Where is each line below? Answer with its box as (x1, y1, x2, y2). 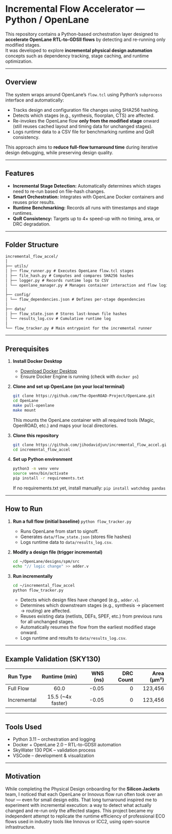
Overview (5, 78, 37, 87)
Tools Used (5, 722, 42, 731)
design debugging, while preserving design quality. (5, 149, 114, 155)
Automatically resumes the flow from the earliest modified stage (20, 624, 156, 630)
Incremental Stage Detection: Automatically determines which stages (12, 182, 161, 189)
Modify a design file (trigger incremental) (12, 549, 103, 555)
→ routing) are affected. (20, 608, 71, 614)
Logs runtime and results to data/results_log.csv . (20, 635, 127, 641)
